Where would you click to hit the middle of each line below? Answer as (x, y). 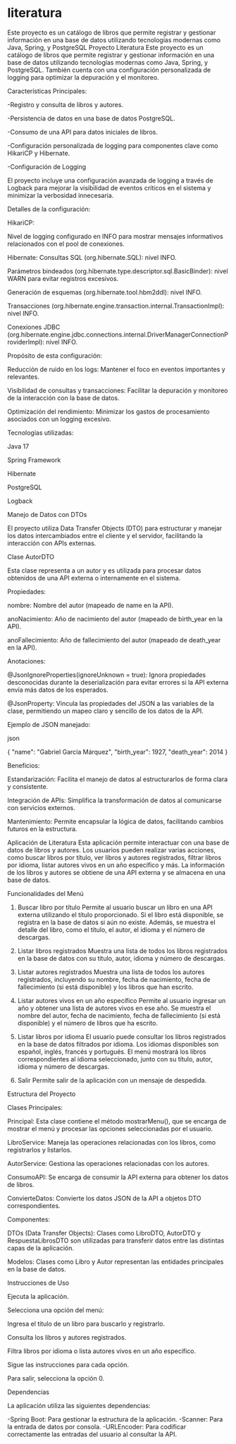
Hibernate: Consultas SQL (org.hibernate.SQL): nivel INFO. (92, 257)
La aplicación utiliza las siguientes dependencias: (79, 1405)
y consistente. (28, 786)
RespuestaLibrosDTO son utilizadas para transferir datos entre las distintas (116, 1240)
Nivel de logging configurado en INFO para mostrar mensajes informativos (115, 236)
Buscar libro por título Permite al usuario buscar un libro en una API (115, 907)
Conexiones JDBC (34, 327)
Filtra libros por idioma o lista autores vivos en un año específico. (102, 1351)
